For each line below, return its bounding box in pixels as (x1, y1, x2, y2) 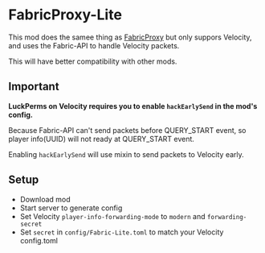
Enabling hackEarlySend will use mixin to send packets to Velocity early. (8, 149, 245, 159)
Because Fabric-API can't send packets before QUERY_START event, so (8, 125, 247, 135)
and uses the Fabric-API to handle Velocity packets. (8, 40, 180, 50)
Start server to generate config (19, 203, 123, 213)
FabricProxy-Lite (8, 6, 123, 24)
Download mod (19, 194, 71, 204)
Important (8, 80, 59, 93)
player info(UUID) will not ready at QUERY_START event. (8, 134, 195, 143)
